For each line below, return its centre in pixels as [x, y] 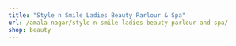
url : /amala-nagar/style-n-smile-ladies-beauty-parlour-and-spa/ [118, 23]
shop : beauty [30, 30]
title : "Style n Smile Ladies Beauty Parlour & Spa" [97, 15]
